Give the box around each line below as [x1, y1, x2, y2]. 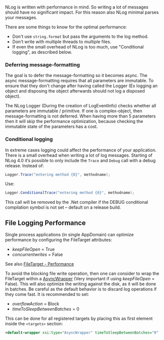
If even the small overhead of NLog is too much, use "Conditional [12, 44, 144, 49]
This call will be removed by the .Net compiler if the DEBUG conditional [5, 199, 148, 205]
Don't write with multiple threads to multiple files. [12, 39, 112, 45]
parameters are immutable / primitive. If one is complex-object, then [5, 108, 142, 114]
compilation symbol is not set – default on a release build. [5, 204, 121, 210]
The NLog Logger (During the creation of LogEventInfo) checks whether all [5, 103, 157, 109]
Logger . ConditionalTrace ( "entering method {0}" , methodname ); [5, 191, 135, 195]
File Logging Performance [5, 219, 86, 227]
